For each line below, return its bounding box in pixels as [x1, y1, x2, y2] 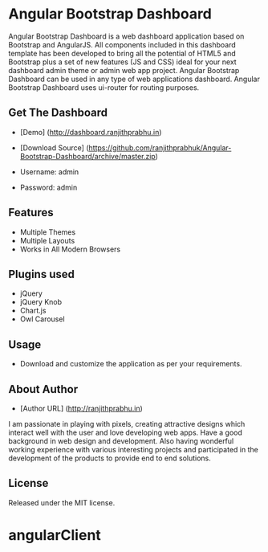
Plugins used [8, 267, 75, 281]
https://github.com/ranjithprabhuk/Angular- [88, 142, 232, 153]
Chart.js [19, 306, 47, 316]
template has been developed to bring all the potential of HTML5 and [8, 48, 237, 58]
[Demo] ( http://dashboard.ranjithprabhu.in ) [19, 127, 162, 137]
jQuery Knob [19, 297, 63, 307]
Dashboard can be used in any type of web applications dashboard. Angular [8, 74, 261, 84]
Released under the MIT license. [8, 497, 116, 507]
